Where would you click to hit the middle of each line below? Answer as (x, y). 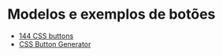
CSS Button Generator (55, 44)
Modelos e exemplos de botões (111, 14)
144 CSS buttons (46, 36)
